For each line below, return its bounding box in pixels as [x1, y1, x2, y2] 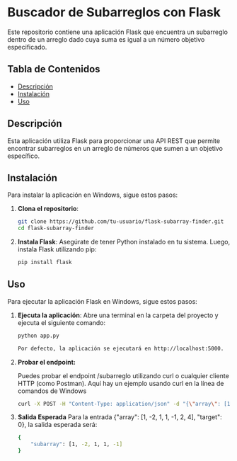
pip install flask [17, 259, 72, 266]
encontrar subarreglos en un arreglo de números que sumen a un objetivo [7, 144, 223, 152]
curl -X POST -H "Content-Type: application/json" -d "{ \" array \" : [17, 400, 221, 407]
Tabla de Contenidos [7, 63, 100, 75]
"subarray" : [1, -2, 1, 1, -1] [30, 440, 123, 448]
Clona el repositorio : [17, 205, 79, 213]
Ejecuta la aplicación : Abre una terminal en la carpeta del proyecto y [17, 311, 219, 319]
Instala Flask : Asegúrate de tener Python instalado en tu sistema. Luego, [17, 238, 231, 246]
